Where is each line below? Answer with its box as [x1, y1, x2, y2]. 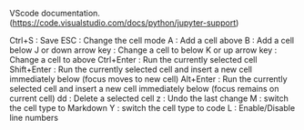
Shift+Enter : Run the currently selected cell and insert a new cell [9, 64, 253, 75]
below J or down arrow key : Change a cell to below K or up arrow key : [9, 45, 278, 55]
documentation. [40, 8, 100, 18]
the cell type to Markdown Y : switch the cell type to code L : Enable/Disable [9, 103, 296, 113]
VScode [9, 8, 39, 18]
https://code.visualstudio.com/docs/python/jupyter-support [12, 17, 237, 28]
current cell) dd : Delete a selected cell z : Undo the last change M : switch [9, 93, 289, 104]
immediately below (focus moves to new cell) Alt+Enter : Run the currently [9, 74, 289, 85]
